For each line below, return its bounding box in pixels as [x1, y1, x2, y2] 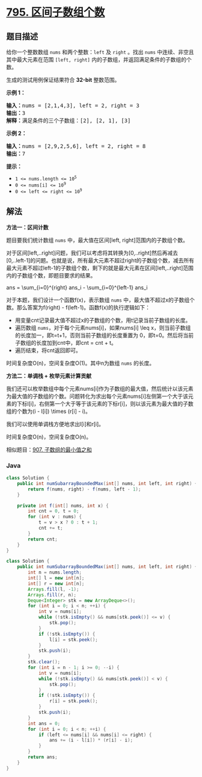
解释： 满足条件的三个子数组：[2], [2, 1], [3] [6, 117, 131, 124]
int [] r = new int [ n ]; [28, 580, 85, 587]
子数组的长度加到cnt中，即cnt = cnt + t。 [14, 339, 117, 346]
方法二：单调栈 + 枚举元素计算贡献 [6, 372, 92, 379]
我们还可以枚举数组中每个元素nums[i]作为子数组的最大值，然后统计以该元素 [6, 385, 194, 392]
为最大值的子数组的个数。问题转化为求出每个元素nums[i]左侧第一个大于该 [6, 392, 188, 400]
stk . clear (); [28, 659, 61, 665]
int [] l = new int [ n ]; [28, 575, 85, 581]
